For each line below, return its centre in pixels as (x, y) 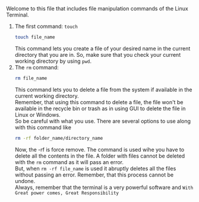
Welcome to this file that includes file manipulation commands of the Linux (97, 9)
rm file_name (31, 78)
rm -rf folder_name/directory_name (59, 138)
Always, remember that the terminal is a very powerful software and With (104, 187)
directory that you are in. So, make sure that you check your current (98, 54)
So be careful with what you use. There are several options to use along (103, 121)
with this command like (43, 127)
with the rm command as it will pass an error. (69, 162)
